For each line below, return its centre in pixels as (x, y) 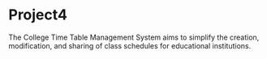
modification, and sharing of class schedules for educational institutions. (130, 45)
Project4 (38, 15)
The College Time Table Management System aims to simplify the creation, (134, 37)
